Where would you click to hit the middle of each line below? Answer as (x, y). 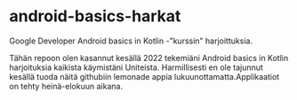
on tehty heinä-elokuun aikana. (66, 86)
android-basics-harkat (95, 16)
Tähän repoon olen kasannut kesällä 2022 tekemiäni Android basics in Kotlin (149, 58)
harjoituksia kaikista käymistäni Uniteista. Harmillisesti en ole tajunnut (136, 67)
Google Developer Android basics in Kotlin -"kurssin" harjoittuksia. (131, 41)
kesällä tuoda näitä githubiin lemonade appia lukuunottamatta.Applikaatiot (144, 76)
